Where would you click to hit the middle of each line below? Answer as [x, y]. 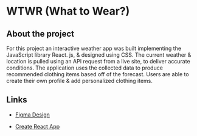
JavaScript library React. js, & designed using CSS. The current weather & [99, 55]
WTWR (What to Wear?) [68, 11]
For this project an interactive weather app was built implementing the [94, 48]
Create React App [37, 126]
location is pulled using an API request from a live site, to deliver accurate [98, 61]
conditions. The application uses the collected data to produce [85, 68]
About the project [40, 34]
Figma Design [33, 115]
